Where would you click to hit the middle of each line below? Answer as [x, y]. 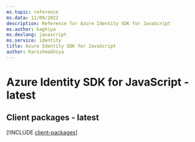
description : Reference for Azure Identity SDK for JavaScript [89, 23]
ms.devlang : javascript [37, 35]
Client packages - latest [53, 118]
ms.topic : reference [33, 12]
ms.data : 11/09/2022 [33, 18]
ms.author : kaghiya [31, 29]
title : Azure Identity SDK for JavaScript [61, 47]
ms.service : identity [34, 40]
